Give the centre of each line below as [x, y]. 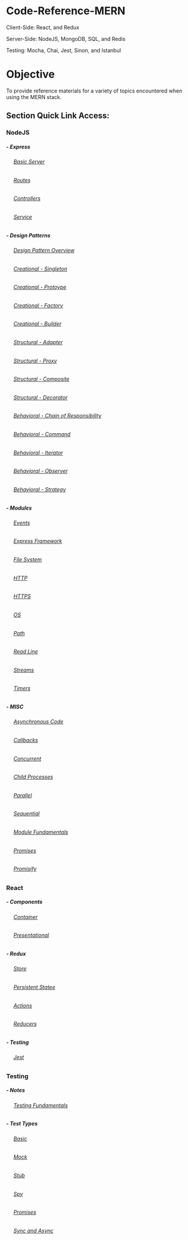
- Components [24, 902]
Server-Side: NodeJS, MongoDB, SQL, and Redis [66, 39]
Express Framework [38, 541]
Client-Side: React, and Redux [43, 27]
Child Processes [33, 777]
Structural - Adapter [38, 342]
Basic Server [29, 162]
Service [23, 217]
